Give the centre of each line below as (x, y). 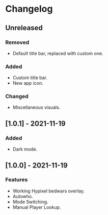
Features (17, 180)
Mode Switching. (30, 202)
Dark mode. (25, 149)
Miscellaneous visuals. (36, 107)
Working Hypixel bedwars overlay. (49, 191)
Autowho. (23, 196)
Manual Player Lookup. (37, 207)
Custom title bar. (30, 78)
